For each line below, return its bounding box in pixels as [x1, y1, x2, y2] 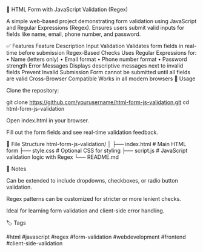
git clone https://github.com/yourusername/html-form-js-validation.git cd [6, 99, 190, 106]
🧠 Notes [6, 165, 27, 172]
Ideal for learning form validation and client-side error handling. [6, 207, 165, 214]
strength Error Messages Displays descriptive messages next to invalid [6, 62, 184, 69]
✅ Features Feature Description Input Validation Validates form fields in [6, 43, 184, 49]
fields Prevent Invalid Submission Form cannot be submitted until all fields [6, 69, 191, 75]
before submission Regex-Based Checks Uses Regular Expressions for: [18, 49, 197, 56]
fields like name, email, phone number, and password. [6, 30, 141, 38]
